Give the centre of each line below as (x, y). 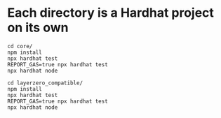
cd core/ (20, 46)
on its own (38, 28)
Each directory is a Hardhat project (110, 13)
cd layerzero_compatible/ (45, 83)
